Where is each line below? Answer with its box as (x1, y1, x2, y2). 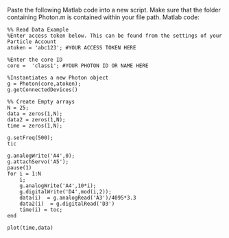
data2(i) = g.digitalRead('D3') (19, 200, 115, 207)
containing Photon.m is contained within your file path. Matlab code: (7, 13, 200, 21)
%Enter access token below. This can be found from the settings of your (7, 32, 223, 39)
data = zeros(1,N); (7, 110, 63, 117)
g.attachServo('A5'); (7, 158, 69, 165)
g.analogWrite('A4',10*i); (19, 182, 97, 189)
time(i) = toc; (19, 206, 63, 213)
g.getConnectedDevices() (7, 86, 78, 93)
